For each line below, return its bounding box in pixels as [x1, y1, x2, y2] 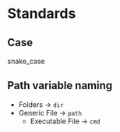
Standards [7, 5, 76, 23]
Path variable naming [7, 79, 113, 92]
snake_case [7, 56, 45, 66]
